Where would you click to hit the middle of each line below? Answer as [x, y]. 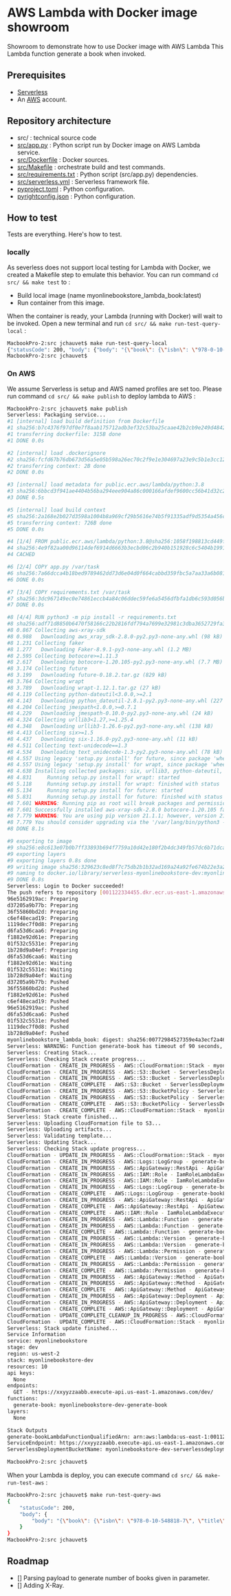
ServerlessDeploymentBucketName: [55, 1450]
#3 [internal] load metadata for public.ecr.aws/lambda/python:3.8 [106, 485]
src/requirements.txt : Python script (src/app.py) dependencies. [107, 174]
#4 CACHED [21, 555]
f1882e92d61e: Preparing [43, 938]
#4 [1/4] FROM [27, 542]
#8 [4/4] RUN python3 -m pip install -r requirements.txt [92, 617]
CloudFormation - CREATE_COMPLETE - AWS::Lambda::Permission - [100, 1270]
